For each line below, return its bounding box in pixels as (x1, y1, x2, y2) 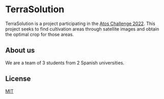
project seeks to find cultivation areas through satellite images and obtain (5, 26, 159, 32)
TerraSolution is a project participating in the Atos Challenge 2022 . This (5, 20, 155, 27)
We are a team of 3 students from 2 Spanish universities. (5, 60, 125, 66)
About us (5, 46, 35, 55)
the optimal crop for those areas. (5, 31, 74, 37)
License (5, 75, 31, 83)
